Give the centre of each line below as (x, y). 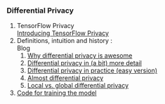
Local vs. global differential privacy (78, 86)
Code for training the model (57, 93)
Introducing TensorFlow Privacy (63, 33)
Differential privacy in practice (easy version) (92, 71)
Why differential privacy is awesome (80, 56)
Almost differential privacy (65, 78)
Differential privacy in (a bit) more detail (84, 63)
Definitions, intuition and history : (65, 41)
